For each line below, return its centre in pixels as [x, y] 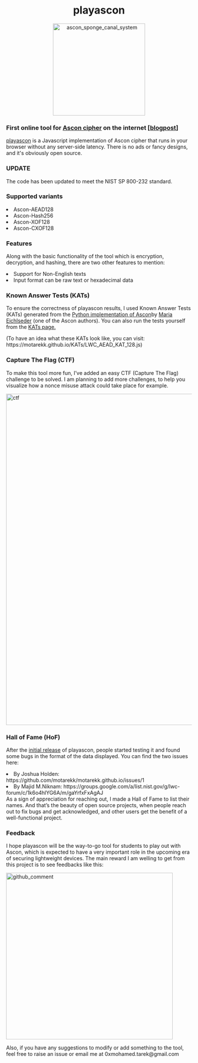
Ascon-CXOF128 [34, 228]
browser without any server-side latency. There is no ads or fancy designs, [97, 147]
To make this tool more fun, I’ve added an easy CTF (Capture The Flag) [92, 373]
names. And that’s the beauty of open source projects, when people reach [96, 805]
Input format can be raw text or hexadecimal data [74, 280]
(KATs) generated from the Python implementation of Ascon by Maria [89, 315]
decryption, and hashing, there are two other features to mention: [85, 262]
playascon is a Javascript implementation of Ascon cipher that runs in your [97, 141]
